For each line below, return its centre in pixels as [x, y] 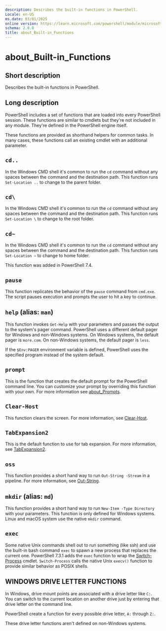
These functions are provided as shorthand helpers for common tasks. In [80, 135]
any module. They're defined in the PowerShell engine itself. [66, 125]
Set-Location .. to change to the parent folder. [53, 182]
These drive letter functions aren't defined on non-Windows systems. [76, 623]
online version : [22, 24]
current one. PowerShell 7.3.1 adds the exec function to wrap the [70, 555]
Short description [33, 75]
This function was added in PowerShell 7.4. [49, 265]
